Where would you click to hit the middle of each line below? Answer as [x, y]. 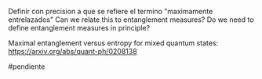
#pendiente [27, 66]
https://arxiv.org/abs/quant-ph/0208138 [73, 51]
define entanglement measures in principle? [79, 28]
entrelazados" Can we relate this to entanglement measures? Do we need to [131, 20]
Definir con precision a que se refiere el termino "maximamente [111, 11]
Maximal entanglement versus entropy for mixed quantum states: [113, 43]
